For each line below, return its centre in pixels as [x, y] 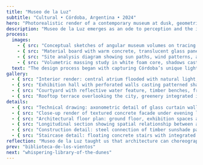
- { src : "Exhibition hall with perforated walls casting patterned [100, 85]
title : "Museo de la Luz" [39, 12]
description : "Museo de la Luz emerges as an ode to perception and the [100, 29]
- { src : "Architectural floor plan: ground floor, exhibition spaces [102, 118]
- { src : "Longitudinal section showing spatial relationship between [102, 125]
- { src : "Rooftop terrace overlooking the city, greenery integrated [102, 96]
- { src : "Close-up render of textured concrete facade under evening [102, 113]
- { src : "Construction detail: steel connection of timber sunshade [101, 130]
